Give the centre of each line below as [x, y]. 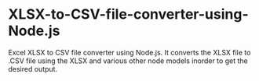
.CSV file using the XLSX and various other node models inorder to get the [128, 61]
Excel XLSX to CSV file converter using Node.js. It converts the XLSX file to [129, 52]
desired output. [33, 69]
